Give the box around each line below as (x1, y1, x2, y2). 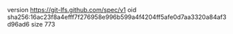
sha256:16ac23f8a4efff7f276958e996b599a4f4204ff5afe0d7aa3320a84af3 (7, 13, 227, 21)
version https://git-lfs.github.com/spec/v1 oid (7, 6, 137, 14)
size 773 (31, 20, 56, 28)
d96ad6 (7, 20, 30, 28)
